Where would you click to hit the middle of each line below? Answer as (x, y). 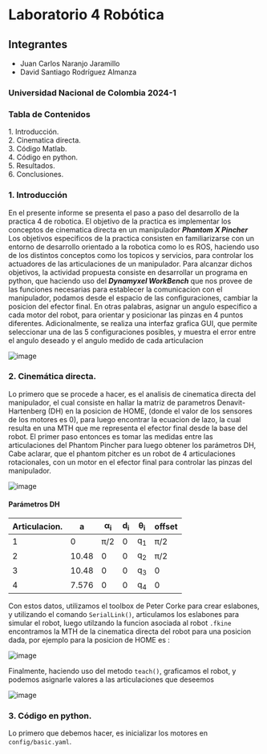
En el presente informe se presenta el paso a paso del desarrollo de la (124, 212)
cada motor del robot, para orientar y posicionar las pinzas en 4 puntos (126, 315)
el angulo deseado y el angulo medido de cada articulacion (106, 340)
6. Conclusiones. (36, 175)
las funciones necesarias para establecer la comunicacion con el (115, 289)
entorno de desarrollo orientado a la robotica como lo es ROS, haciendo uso (134, 247)
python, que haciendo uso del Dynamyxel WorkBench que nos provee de (130, 280)
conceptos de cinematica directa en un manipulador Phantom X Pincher (128, 229)
